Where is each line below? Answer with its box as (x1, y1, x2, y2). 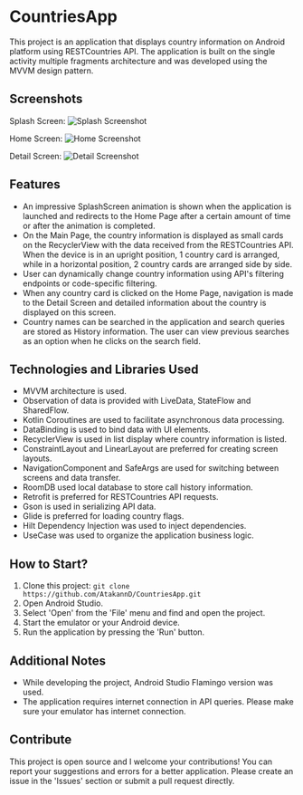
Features (9, 177, 61, 192)
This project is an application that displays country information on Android (9, 36, 285, 47)
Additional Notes (9, 653, 107, 668)
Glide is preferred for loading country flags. (22, 511, 185, 522)
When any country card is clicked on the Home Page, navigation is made (22, 287, 294, 298)
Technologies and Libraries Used (9, 361, 199, 377)
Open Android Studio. (22, 598, 104, 608)
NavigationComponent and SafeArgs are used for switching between (22, 463, 279, 474)
